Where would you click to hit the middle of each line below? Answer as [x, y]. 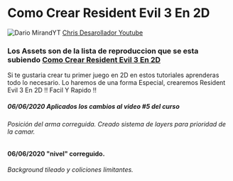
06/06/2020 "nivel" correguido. [56, 153]
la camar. [21, 132]
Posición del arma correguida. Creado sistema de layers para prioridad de [116, 124]
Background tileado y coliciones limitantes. [70, 170]
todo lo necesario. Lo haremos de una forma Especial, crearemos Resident [116, 83]
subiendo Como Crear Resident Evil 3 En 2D [84, 59]
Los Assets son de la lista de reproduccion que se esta [103, 51]
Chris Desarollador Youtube [103, 33]
